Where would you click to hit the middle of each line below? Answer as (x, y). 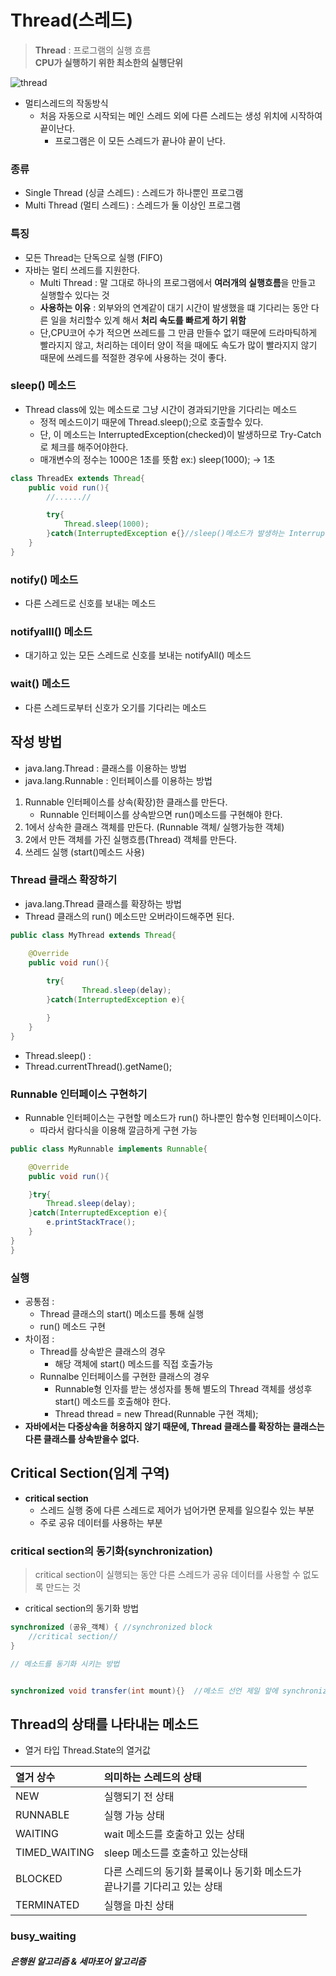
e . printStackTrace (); (91, 1222)
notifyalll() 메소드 (51, 632)
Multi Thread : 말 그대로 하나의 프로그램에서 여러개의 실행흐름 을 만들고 (178, 282)
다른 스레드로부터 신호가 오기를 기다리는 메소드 (115, 707)
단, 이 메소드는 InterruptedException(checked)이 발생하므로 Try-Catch (180, 434)
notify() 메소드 (44, 579)
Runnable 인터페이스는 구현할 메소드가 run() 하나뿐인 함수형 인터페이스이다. (173, 1117)
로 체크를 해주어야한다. (84, 447)
